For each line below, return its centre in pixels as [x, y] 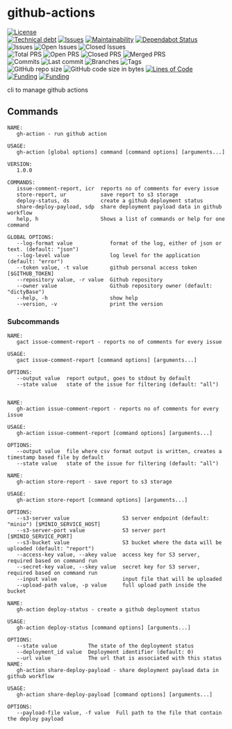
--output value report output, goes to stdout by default [103, 379]
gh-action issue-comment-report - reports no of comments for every [117, 409]
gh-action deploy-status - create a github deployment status [108, 609]
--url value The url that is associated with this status [119, 658]
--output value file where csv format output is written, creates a [119, 452]
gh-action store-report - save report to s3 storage [94, 482]
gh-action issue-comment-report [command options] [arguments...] [115, 433]
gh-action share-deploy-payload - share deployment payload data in [117, 671]
